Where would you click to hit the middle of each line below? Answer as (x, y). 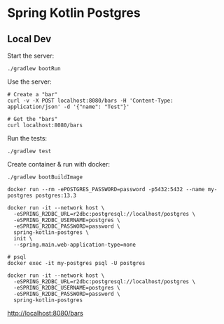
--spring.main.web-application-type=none (75, 245)
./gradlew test (29, 151)
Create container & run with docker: (59, 164)
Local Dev (29, 39)
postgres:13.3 (56, 195)
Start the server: (31, 56)
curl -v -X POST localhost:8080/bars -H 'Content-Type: (90, 101)
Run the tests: (27, 138)
